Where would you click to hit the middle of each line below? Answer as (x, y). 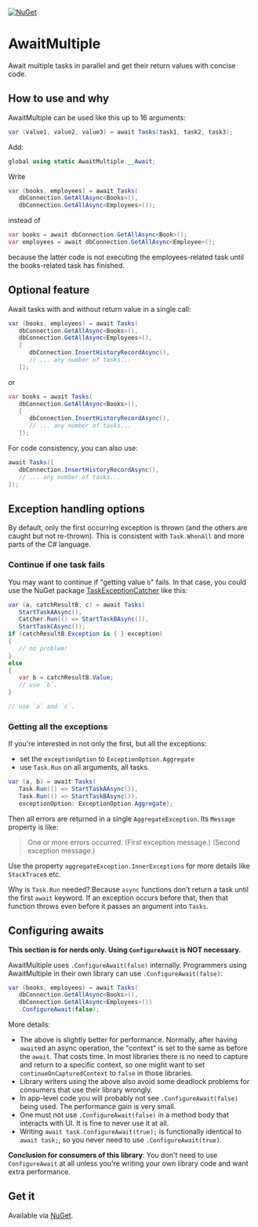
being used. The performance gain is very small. (98, 1107)
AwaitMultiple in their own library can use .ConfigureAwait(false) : (115, 973)
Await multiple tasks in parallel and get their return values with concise (122, 65)
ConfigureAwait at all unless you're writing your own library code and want (128, 1163)
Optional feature (49, 290)
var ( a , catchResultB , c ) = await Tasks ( (77, 605)
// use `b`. (38, 685)
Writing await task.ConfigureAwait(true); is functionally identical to (130, 1132)
